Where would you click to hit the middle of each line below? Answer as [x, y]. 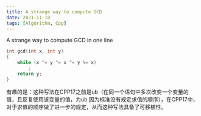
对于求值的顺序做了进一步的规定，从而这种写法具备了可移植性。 [86, 107]
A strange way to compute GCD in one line [60, 40]
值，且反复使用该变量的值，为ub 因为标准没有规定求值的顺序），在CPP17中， [102, 99]
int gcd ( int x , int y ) [35, 51]
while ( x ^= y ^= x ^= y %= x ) [57, 63]
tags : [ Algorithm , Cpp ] [37, 23]
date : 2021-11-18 [28, 18]
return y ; [30, 74]
